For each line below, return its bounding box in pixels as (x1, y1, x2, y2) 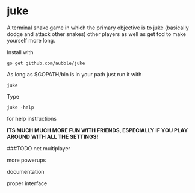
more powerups (7, 156, 46, 164)
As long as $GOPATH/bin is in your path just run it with (7, 70, 142, 78)
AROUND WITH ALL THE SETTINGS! (7, 133, 99, 140)
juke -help (7, 104, 34, 111)
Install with (7, 48, 34, 55)
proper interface (7, 179, 48, 187)
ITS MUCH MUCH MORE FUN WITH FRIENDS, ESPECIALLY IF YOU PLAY (7, 126, 188, 133)
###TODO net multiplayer (7, 144, 71, 152)
